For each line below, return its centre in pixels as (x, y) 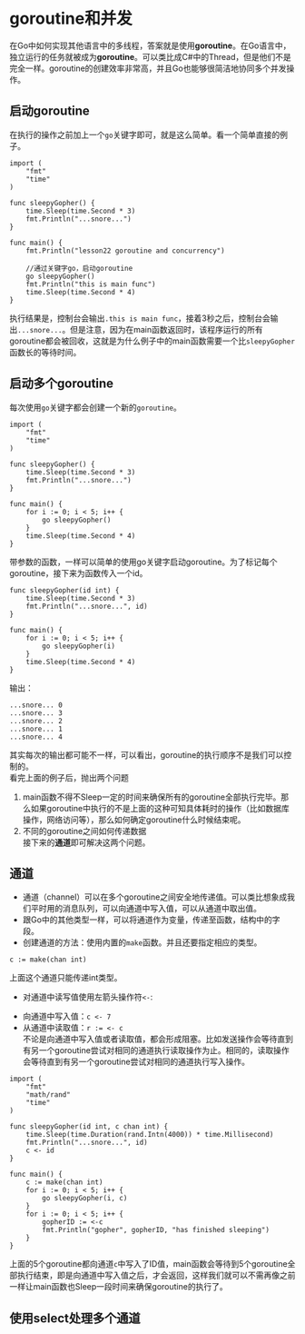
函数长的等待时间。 (45, 352)
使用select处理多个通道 (75, 1318)
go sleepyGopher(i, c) (85, 1199)
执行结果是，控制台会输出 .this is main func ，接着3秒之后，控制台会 (140, 318)
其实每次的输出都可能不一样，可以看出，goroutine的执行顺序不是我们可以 (147, 754)
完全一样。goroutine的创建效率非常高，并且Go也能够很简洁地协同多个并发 (148, 68)
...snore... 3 (36, 713)
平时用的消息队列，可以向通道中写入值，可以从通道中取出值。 (146, 909)
